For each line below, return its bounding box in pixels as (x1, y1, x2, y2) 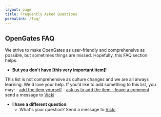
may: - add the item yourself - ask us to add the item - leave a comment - (5, 87, 153, 93)
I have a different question (12, 101, 67, 107)
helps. (5, 58, 18, 63)
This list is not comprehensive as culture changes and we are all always (5, 77, 149, 82)
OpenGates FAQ (5, 34, 55, 42)
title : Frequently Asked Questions (5, 12, 78, 17)
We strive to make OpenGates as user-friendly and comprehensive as (5, 47, 145, 53)
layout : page (5, 7, 32, 12)
